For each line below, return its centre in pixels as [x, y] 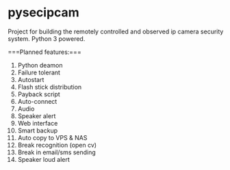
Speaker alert [37, 116]
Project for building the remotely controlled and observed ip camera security [116, 31]
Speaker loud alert [44, 159]
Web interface [38, 123]
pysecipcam [43, 13]
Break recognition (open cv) [57, 145]
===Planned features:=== [44, 52]
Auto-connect [37, 101]
